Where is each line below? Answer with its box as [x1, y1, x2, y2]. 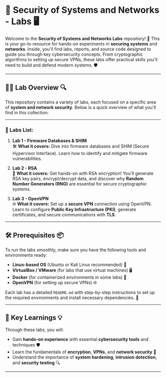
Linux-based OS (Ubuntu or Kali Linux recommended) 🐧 [12, 262, 127, 267]
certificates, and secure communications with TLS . [12, 212, 116, 218]
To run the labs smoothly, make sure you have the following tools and [5, 247, 146, 253]
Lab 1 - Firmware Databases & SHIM [12, 138, 87, 144]
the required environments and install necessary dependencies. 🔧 [5, 295, 139, 301]
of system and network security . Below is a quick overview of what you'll [5, 104, 157, 110]
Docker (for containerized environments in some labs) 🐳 [12, 274, 127, 280]
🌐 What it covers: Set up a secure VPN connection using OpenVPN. [12, 201, 152, 207]
